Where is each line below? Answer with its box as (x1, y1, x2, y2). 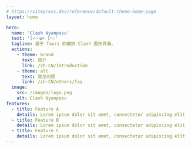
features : (6, 101, 31, 106)
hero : (6, 25, 19, 30)
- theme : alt (16, 68, 49, 74)
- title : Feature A (11, 106, 59, 112)
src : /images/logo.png (16, 90, 72, 96)
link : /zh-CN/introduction (21, 63, 88, 68)
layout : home (6, 14, 38, 20)
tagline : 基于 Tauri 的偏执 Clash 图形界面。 (11, 41, 116, 47)
